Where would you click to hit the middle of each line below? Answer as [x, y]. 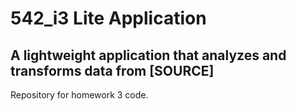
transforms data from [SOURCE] [112, 70]
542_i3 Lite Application [108, 18]
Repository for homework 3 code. [79, 95]
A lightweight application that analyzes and [148, 55]
